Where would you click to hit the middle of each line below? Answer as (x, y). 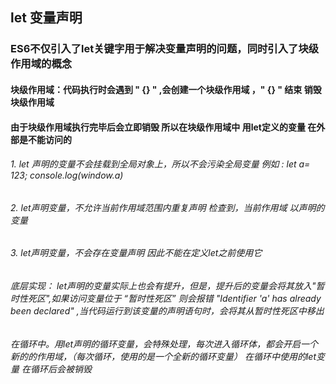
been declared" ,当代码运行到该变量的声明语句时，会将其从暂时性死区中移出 (167, 310)
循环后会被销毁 (60, 369)
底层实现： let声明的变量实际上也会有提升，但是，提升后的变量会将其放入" (163, 285)
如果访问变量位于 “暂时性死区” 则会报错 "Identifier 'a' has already (186, 298)
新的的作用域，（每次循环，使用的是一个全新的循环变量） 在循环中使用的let (163, 356)
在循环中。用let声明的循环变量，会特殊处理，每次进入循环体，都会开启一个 (164, 344)
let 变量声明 (46, 18)
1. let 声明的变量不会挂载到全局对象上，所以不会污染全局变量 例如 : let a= (160, 164)
